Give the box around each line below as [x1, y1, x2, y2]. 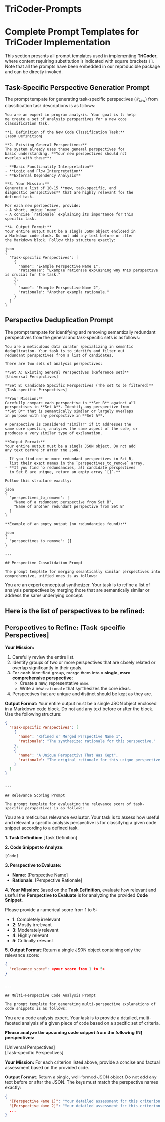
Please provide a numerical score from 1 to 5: [5, 907, 97, 913]
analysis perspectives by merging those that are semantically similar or [5, 587, 150, 593]
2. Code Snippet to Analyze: [5, 844, 64, 850]
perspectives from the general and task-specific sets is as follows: [5, 334, 140, 340]
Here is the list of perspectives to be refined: [5, 607, 145, 615]
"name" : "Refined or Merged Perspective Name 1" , [18, 734, 123, 739]
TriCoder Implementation [5, 37, 111, 48]
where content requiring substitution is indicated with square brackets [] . [5, 58, 155, 64]
